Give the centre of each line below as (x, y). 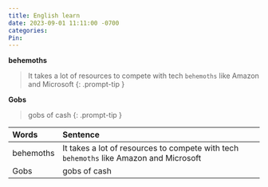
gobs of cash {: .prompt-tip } (75, 115)
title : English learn (44, 16)
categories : (28, 30)
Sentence (81, 134)
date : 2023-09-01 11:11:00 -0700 (64, 23)
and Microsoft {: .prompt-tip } (76, 84)
